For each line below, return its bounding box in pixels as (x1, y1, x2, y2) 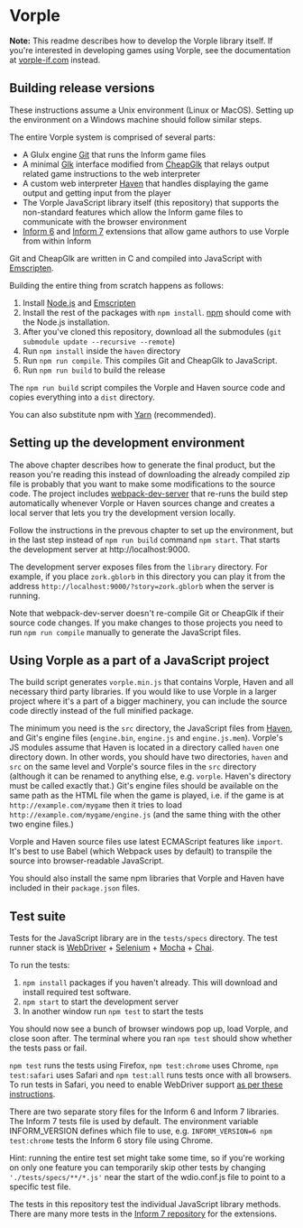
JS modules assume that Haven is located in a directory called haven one (9, 742, 280, 753)
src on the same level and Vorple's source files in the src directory (9, 762, 257, 772)
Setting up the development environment (9, 435, 245, 451)
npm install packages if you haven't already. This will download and (22, 977, 278, 988)
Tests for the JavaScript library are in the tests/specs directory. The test (9, 933, 278, 944)
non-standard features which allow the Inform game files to (22, 207, 243, 217)
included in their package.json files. (9, 882, 141, 893)
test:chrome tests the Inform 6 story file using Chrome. (9, 1135, 214, 1146)
